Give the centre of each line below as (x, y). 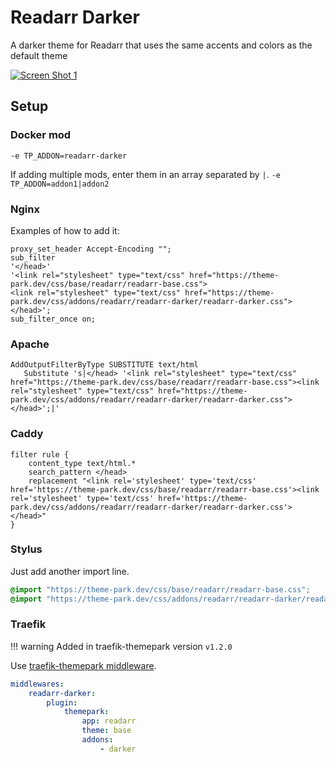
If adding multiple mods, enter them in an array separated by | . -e (146, 174)
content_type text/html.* (82, 463)
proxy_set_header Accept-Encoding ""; (91, 249)
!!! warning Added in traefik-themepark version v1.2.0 (121, 646)
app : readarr (109, 721)
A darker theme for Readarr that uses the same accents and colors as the (161, 45)
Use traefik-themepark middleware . (83, 665)
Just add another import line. (70, 571)
